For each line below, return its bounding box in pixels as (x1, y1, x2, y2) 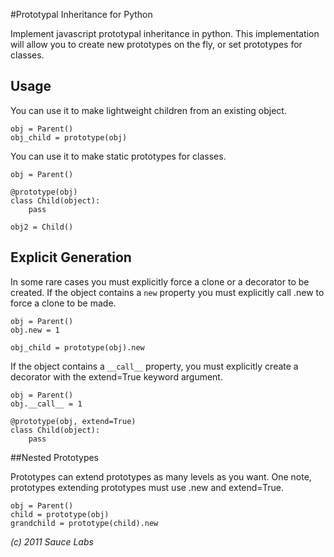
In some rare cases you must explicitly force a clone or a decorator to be (10, 275, 310, 288)
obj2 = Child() (10, 222, 74, 232)
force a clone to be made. (10, 297, 117, 309)
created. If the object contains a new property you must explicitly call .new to (10, 286, 325, 298)
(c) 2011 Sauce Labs (10, 535, 94, 548)
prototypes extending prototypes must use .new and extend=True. (10, 481, 284, 493)
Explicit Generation (10, 249, 132, 266)
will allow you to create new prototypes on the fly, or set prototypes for (10, 39, 303, 50)
